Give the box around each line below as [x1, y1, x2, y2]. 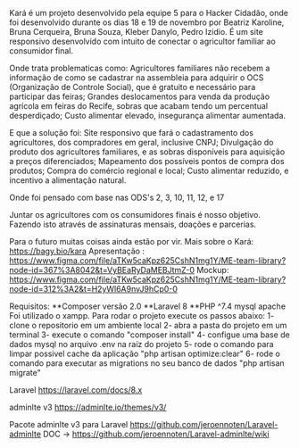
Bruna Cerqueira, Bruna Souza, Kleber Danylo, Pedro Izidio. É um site [9, 27, 263, 37]
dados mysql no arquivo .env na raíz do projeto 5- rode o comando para [9, 339, 274, 349]
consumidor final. [9, 46, 74, 56]
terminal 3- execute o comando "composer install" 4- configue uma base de [9, 329, 290, 340]
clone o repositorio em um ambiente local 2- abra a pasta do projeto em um [9, 320, 287, 330]
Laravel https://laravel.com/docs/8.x [9, 385, 143, 395]
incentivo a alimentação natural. [9, 175, 127, 186]
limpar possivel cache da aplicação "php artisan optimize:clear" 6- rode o [9, 348, 281, 359]
